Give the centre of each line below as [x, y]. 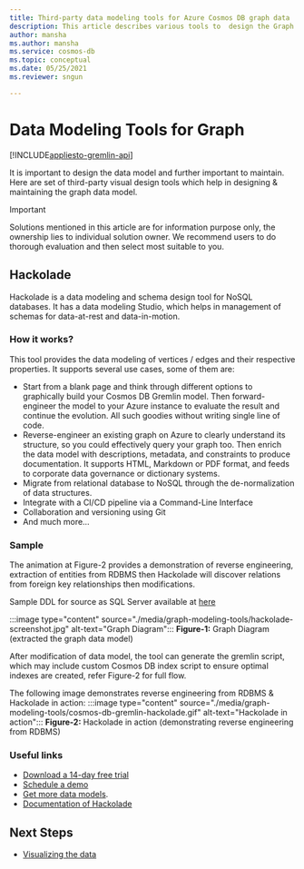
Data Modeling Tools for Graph [127, 129]
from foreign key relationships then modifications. [102, 584]
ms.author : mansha [44, 43]
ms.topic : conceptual [50, 60]
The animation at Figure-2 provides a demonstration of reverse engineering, [152, 565]
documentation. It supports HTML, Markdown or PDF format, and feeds [156, 463]
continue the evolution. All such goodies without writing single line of [152, 415]
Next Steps [41, 832]
